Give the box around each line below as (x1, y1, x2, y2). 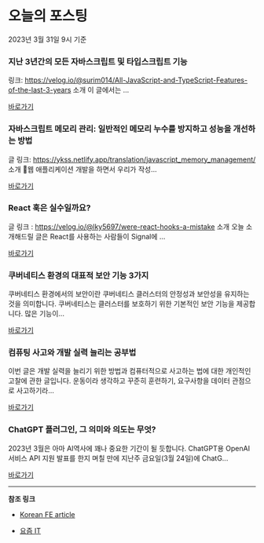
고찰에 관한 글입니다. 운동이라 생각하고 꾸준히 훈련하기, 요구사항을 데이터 (8, 376, 230, 385)
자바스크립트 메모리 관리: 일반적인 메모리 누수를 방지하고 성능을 (8, 123, 232, 134)
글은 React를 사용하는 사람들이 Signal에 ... (35, 231, 166, 241)
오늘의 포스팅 (8, 7, 88, 25)
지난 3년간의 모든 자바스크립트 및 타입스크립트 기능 (8, 56, 188, 67)
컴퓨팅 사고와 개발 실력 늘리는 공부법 (8, 347, 137, 358)
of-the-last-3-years (8, 86, 71, 95)
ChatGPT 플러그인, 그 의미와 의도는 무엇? (8, 425, 156, 435)
